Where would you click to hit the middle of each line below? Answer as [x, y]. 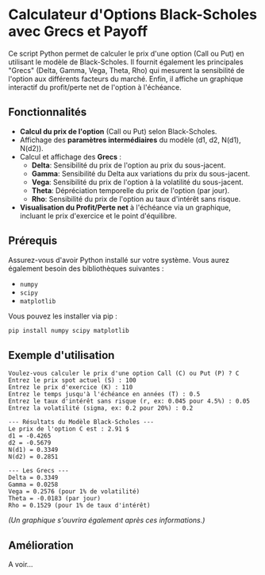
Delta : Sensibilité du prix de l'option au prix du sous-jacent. [129, 165]
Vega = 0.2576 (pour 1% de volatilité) [74, 492]
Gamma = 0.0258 [33, 485]
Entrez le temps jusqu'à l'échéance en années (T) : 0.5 [104, 395]
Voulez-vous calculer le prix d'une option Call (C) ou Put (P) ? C [124, 374]
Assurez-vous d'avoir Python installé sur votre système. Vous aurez [119, 260]
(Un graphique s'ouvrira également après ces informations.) [107, 520]
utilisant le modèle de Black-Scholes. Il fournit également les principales [126, 62]
